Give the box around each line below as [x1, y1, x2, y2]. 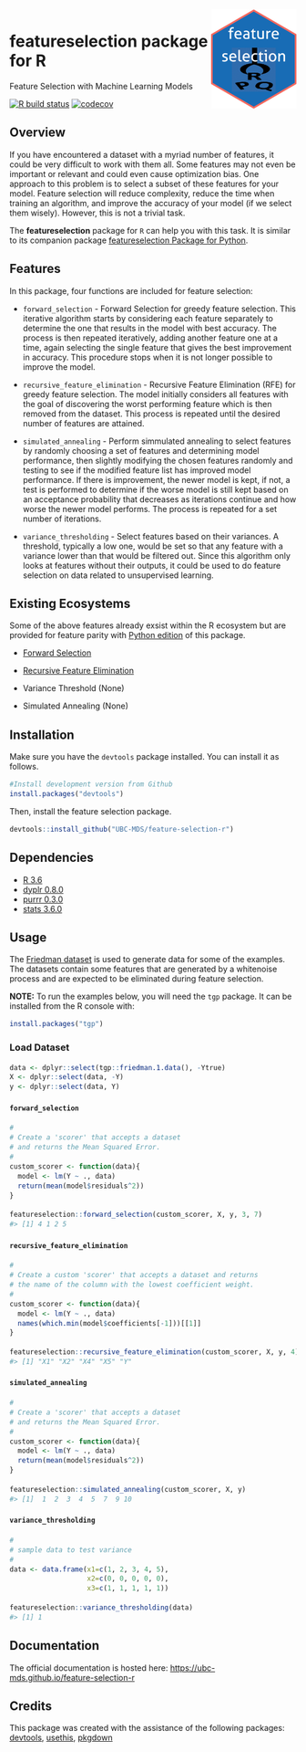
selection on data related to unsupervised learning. [22, 570, 214, 581]
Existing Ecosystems [9, 595, 131, 611]
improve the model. [22, 361, 96, 372]
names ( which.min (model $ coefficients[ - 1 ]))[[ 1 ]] [17, 1318, 202, 1327]
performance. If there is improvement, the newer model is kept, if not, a [22, 474, 291, 485]
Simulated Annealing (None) [22, 700, 129, 711]
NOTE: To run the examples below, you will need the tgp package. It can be [9, 991, 292, 1002]
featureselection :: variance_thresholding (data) [9, 1603, 194, 1612]
